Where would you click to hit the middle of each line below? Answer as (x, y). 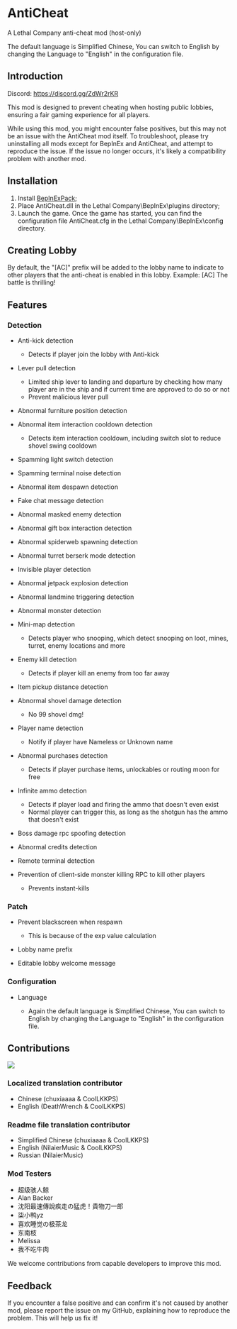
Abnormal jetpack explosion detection (73, 583)
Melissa (29, 1241)
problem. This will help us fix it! (53, 1318)
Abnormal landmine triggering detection (76, 597)
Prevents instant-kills (59, 888)
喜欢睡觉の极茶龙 (42, 1224)
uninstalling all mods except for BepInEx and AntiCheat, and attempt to (110, 143)
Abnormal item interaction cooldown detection (85, 424)
